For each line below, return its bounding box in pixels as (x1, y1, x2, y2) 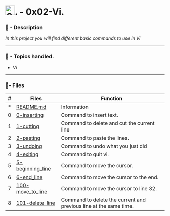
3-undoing (16, 143, 42, 150)
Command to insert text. (61, 112, 118, 119)
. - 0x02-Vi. (15, 6, 65, 18)
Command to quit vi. (61, 151, 109, 158)
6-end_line (16, 174, 43, 181)
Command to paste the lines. (61, 135, 129, 142)
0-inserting (16, 112, 44, 119)
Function (101, 95, 123, 102)
